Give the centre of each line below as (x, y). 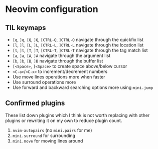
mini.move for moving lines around (48, 140)
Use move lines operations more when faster (59, 77)
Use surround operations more (44, 82)
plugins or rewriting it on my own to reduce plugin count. (64, 120)
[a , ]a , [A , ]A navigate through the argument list (61, 55)
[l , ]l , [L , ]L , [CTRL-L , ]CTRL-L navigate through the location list (78, 45)
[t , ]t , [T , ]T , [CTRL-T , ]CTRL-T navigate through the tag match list (80, 50)
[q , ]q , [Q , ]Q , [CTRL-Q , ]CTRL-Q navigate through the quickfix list (78, 39)
